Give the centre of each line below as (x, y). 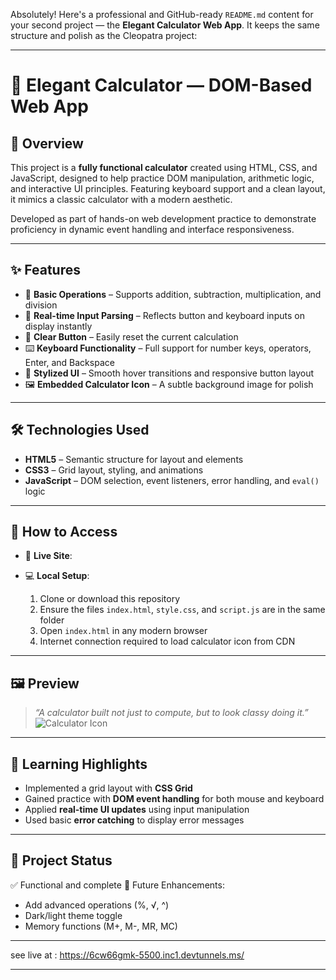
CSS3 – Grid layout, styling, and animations (114, 470)
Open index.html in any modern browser (123, 631)
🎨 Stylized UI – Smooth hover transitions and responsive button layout (169, 373)
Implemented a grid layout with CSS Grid (108, 788)
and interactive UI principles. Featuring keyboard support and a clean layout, (168, 188)
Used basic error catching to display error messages (134, 820)
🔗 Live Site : (48, 556)
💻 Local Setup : (57, 576)
